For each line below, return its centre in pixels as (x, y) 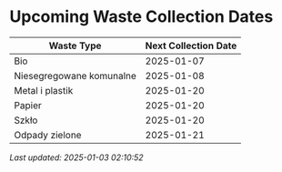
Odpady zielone (48, 135)
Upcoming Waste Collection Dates (141, 17)
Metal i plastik (44, 90)
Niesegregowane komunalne (75, 76)
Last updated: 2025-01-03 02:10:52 (76, 157)
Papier (28, 105)
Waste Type (75, 46)
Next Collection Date (191, 46)
